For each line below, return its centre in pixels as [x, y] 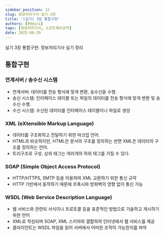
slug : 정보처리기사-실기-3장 [30, 14]
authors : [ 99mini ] [24, 24]
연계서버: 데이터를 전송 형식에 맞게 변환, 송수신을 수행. [64, 92]
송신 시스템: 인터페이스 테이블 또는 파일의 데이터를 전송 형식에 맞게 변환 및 [83, 98]
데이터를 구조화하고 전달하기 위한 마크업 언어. [56, 135]
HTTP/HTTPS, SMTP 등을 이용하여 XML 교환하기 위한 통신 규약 [74, 178]
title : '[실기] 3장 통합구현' [33, 19]
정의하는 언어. [35, 147]
